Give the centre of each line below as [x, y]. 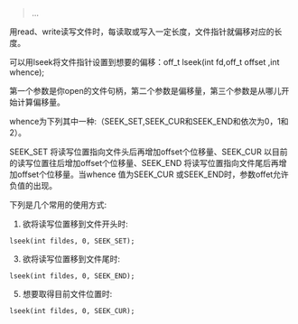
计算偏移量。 [41, 102]
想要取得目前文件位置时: [67, 294]
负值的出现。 [33, 185]
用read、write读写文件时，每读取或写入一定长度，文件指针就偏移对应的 [142, 32]
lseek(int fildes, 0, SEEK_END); [72, 276]
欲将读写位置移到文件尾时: [71, 259]
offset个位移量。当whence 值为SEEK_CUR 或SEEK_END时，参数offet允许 [153, 174]
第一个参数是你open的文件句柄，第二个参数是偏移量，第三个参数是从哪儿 [145, 91]
